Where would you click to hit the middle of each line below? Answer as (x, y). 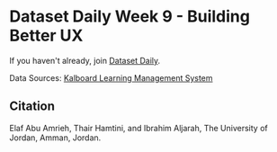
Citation (32, 107)
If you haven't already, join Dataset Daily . (85, 60)
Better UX (46, 36)
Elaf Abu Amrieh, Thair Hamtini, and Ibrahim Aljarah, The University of (138, 128)
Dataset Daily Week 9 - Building (130, 17)
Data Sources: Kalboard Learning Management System (111, 77)
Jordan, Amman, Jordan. (55, 138)
